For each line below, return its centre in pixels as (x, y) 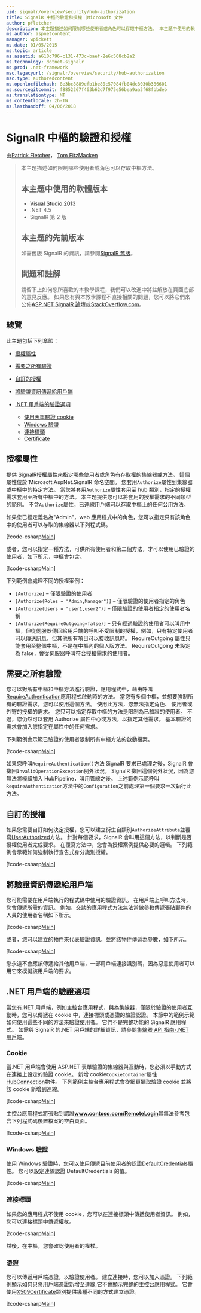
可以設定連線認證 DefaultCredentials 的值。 (77, 1171)
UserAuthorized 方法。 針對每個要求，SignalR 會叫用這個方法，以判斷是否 (102, 837)
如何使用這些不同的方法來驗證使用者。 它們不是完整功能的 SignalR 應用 (94, 1022)
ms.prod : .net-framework (37, 67)
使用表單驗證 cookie (48, 417)
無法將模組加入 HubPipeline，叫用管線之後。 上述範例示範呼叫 (83, 779)
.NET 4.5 (41, 210)
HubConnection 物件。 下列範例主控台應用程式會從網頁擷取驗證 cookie (93, 1082)
